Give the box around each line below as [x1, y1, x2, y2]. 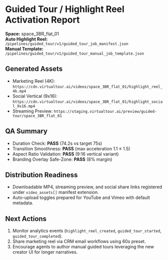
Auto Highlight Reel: [5, 36, 48, 42]
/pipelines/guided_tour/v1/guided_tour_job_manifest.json [5, 41, 128, 46]
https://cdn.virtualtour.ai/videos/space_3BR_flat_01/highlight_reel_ [12, 84, 163, 89]
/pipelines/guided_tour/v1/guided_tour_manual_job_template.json [5, 51, 144, 56]
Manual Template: [5, 46, 43, 52]
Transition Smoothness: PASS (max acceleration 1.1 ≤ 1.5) [12, 145, 130, 151]
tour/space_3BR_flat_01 [12, 113, 62, 118]
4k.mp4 [12, 89, 26, 94]
